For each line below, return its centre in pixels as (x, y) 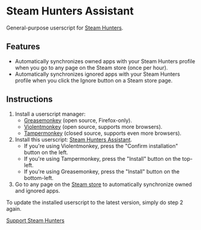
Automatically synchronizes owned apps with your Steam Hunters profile (105, 61)
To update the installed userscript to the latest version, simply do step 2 (95, 202)
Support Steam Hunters (35, 220)
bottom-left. (39, 178)
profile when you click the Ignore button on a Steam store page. (94, 80)
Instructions (29, 100)
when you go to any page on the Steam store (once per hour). (91, 67)
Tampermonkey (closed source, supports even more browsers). (103, 133)
